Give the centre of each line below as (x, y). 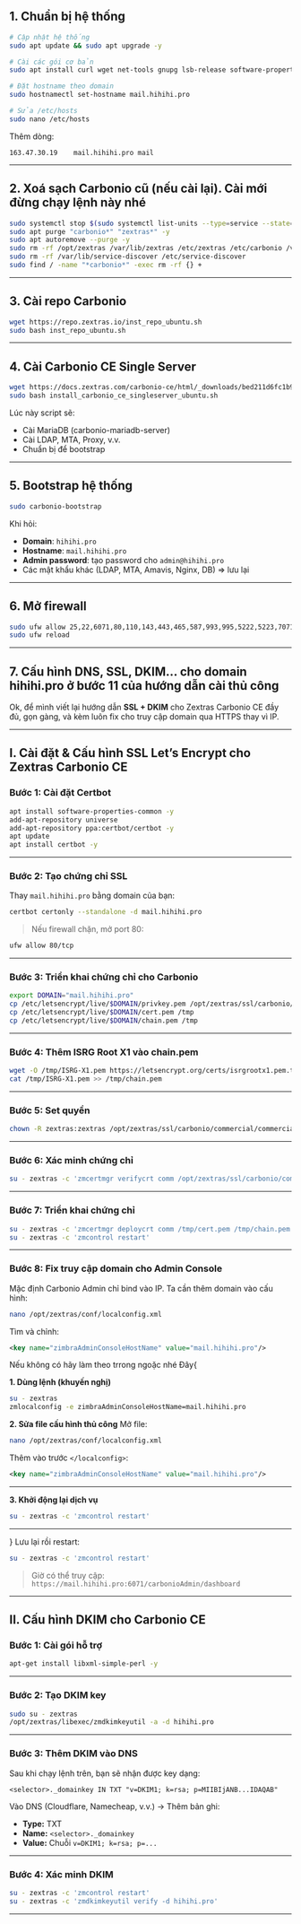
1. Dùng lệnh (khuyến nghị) (60, 1382)
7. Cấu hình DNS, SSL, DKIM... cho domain (129, 671)
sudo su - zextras (43, 1714)
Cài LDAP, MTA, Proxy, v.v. (71, 440)
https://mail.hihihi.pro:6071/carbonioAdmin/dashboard (136, 1584)
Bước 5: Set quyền (50, 1110)
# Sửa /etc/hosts (43, 111)
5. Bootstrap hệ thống (71, 486)
